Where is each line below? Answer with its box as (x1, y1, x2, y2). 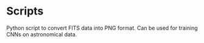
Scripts (6, 4, 44, 18)
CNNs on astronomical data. (6, 30, 77, 38)
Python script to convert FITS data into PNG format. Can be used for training (6, 24, 198, 31)
